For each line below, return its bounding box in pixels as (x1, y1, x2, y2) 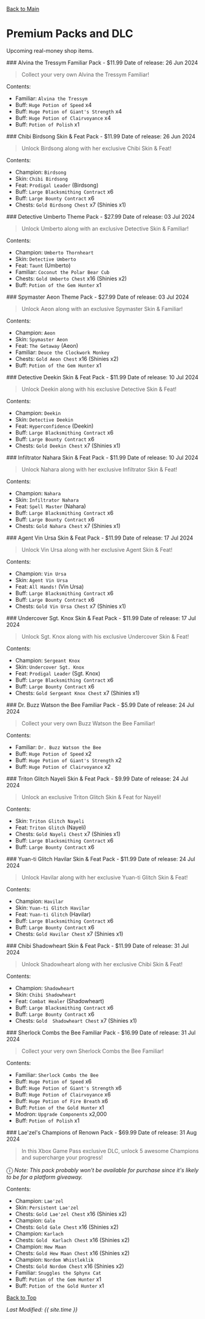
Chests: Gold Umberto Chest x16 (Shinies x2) (15, 275, 127, 282)
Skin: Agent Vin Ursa (15, 576, 69, 583)
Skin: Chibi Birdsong (15, 175, 69, 182)
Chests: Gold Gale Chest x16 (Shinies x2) (15, 1223, 119, 1230)
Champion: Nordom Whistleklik (15, 1256, 94, 1263)
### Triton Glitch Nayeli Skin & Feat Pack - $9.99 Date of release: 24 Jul (6, 774, 188, 782)
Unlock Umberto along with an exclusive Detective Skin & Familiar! (21, 224, 189, 232)
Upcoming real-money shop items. (6, 47, 94, 54)
